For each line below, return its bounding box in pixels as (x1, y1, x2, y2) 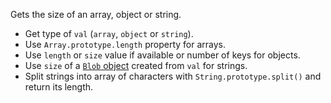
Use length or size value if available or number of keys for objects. (24, 49, 301, 61)
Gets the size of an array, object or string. (10, 9, 182, 20)
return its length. (24, 81, 94, 93)
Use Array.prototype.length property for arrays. (24, 39, 226, 50)
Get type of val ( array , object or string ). (24, 28, 194, 39)
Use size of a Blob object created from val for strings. (24, 60, 248, 71)
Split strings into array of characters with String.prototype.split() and (24, 70, 322, 82)
